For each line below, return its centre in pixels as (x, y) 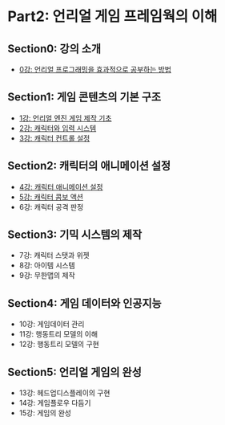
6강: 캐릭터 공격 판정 (51, 206)
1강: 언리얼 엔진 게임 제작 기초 (65, 118)
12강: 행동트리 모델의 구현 (59, 344)
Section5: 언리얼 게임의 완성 (74, 372)
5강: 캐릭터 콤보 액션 (51, 197)
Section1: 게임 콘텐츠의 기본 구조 (84, 97)
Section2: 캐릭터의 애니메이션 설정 (89, 166)
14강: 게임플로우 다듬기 (55, 403)
